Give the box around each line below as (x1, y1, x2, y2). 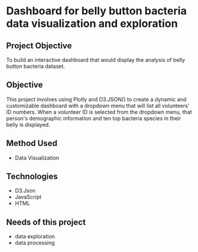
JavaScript (14, 194, 42, 201)
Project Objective (6, 41, 72, 51)
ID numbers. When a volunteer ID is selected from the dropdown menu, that (6, 108, 192, 116)
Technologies (6, 172, 58, 182)
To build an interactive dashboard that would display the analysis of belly (6, 57, 185, 63)
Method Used (6, 138, 58, 148)
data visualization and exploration (6, 17, 178, 30)
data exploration (14, 233, 55, 240)
